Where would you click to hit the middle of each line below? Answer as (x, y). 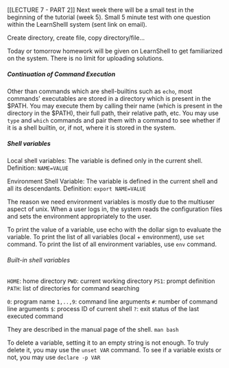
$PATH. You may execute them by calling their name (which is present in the (115, 106)
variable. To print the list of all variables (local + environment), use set (106, 236)
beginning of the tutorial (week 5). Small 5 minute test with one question (109, 17)
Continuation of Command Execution (61, 74)
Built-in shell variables (39, 260)
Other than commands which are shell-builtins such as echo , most (100, 91)
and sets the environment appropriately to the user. (80, 216)
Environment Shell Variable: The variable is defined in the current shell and (112, 181)
